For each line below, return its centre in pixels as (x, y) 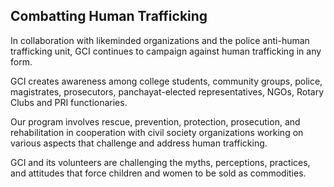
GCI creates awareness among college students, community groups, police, (166, 81)
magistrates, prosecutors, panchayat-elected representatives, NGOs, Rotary (167, 91)
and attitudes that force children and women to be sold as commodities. (158, 173)
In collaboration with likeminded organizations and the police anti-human (160, 40)
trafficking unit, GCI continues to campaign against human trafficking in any (166, 51)
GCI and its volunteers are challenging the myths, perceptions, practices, (160, 162)
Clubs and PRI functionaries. (69, 102)
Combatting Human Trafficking (109, 16)
